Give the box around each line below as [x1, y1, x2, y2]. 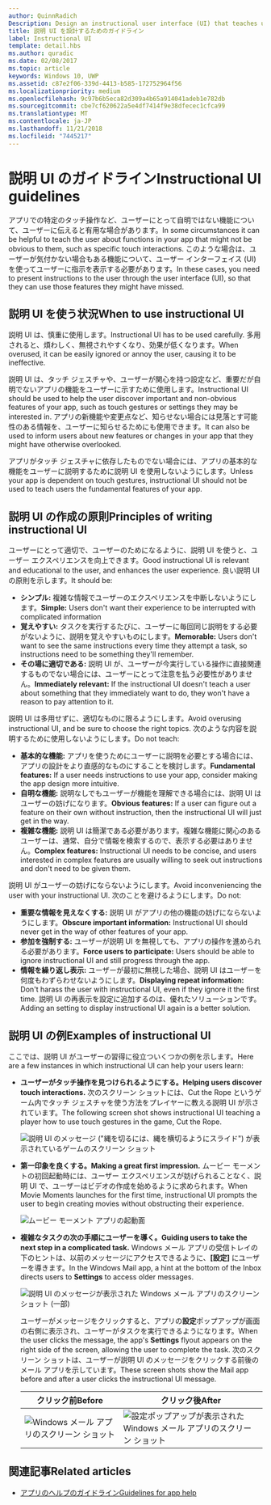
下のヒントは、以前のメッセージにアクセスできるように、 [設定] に [19, 1253, 240, 1262]
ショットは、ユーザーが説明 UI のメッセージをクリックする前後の [43, 1355, 260, 1364]
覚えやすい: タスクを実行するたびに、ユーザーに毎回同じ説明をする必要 [19, 622, 258, 632]
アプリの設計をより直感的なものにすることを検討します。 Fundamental [19, 761, 256, 771]
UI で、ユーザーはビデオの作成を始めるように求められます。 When [29, 1182, 248, 1190]
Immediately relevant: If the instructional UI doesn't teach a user [34, 679, 251, 689]
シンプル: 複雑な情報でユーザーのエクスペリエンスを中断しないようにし [19, 593, 256, 602]
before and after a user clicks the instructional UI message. [19, 1374, 217, 1384]
